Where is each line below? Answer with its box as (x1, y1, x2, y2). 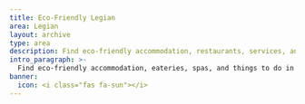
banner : (9, 72, 39, 81)
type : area (9, 38, 51, 48)
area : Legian (9, 22, 59, 31)
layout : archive (9, 30, 71, 39)
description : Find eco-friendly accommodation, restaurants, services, (9, 47, 286, 56)
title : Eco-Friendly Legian (9, 13, 116, 23)
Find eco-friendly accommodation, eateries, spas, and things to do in (17, 64, 295, 73)
